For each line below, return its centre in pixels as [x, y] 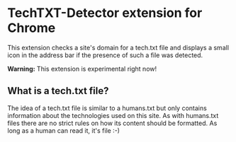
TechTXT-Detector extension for [105, 13]
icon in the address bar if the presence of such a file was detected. [105, 55]
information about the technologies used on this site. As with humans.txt [113, 115]
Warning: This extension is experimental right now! [82, 69]
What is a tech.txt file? [58, 91]
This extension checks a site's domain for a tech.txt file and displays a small [118, 47]
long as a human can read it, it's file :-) [64, 130]
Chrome [32, 28]
